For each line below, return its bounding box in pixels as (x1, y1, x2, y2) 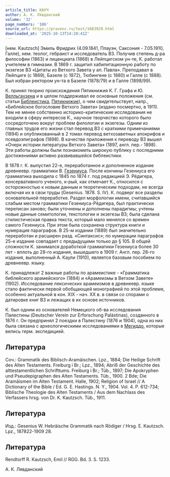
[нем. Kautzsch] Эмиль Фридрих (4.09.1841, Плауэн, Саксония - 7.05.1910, (5, 45, 164, 51)
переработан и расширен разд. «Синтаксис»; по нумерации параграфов (5, 233, 164, 238)
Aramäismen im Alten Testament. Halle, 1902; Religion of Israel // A (5, 378, 145, 384)
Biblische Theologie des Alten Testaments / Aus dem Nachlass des (5, 389, 145, 395)
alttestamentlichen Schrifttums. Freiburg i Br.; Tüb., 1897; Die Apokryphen (5, 367, 159, 374)
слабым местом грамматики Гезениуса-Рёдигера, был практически (5, 200, 154, 206)
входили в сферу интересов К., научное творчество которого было (5, 115, 151, 120)
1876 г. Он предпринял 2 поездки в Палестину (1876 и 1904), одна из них (5, 317, 163, 324)
